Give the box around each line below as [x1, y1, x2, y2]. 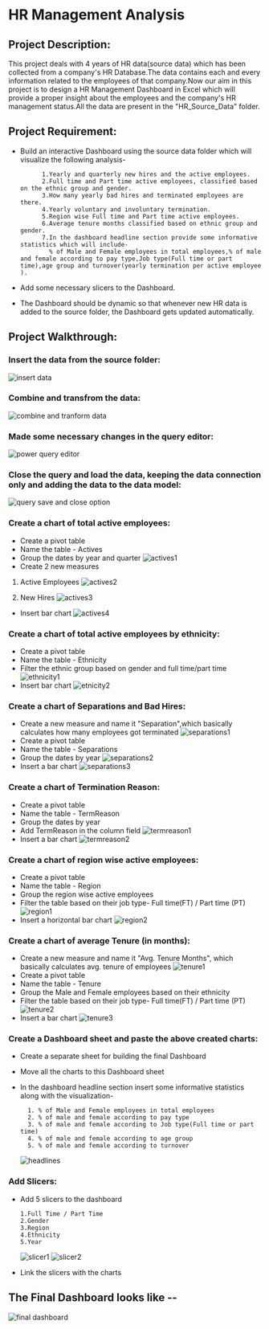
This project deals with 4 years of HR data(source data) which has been [8, 59, 247, 68]
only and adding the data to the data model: [8, 480, 182, 491]
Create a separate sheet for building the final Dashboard [19, 1051, 206, 1061]
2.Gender [19, 1217, 50, 1225]
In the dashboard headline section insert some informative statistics [19, 1082, 245, 1092]
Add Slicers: [8, 1176, 58, 1187]
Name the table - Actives [19, 544, 103, 554]
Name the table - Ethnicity [19, 655, 107, 664]
